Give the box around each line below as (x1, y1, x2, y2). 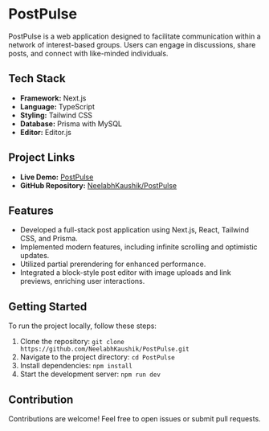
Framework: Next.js (19, 93, 87, 103)
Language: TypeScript (19, 101, 95, 111)
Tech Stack (8, 72, 66, 85)
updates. (19, 251, 50, 261)
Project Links (8, 150, 75, 165)
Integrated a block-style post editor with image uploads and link (19, 268, 231, 277)
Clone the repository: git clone (19, 337, 124, 347)
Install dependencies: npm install (19, 361, 132, 371)
